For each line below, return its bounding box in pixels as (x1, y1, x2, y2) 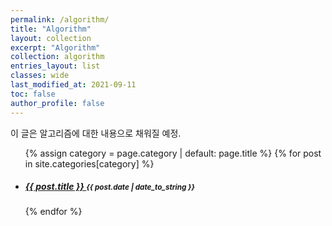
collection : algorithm (10, 52, 105, 62)
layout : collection (10, 33, 92, 43)
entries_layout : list (10, 61, 101, 71)
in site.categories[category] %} (24, 157, 155, 170)
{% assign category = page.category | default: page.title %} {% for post (24, 147, 322, 159)
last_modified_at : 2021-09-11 (10, 80, 137, 90)
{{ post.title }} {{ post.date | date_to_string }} (24, 181, 196, 193)
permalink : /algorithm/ (10, 14, 110, 25)
